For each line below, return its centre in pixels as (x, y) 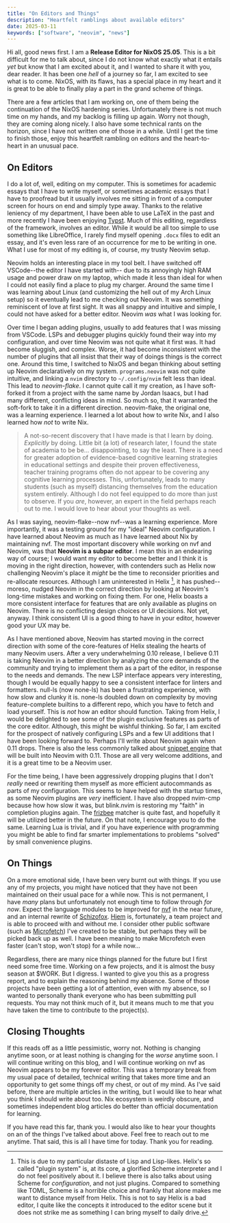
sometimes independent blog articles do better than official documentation (113, 1106)
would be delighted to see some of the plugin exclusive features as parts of (113, 719)
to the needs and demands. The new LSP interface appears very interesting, (115, 675)
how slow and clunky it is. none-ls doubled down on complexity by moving (112, 697)
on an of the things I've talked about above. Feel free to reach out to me (108, 1134)
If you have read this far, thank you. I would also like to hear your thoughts (111, 1127)
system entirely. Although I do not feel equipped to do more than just (120, 494)
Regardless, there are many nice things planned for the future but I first (107, 958)
